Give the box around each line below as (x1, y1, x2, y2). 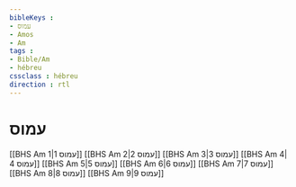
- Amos (9, 30, 34, 39)
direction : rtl (9, 80, 70, 89)
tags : (9, 47, 34, 56)
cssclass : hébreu (9, 72, 78, 81)
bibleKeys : (9, 13, 54, 22)
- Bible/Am (9, 55, 50, 64)
